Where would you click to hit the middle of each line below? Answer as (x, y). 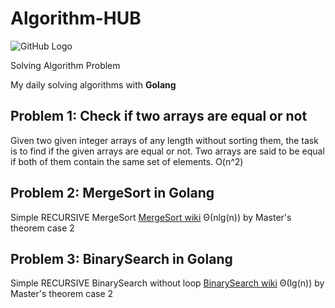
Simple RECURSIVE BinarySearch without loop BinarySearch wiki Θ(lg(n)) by (167, 283)
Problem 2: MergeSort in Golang (112, 193)
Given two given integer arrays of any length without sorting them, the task (164, 140)
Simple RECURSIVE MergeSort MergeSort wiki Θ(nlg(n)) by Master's (151, 217)
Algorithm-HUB (76, 18)
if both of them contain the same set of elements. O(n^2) (127, 161)
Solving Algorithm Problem (65, 65)
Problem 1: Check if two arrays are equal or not (159, 116)
